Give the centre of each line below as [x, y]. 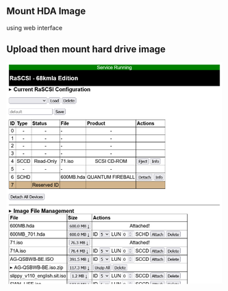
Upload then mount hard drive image [86, 50]
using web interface [35, 27]
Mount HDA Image [46, 11]
